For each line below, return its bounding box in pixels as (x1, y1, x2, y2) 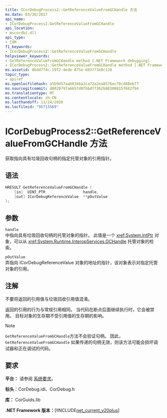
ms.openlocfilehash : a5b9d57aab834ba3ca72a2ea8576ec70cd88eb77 (5, 81, 139, 86)
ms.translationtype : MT (5, 91, 55, 96)
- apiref (5, 77, 23, 82)
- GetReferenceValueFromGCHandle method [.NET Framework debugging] (5, 58, 150, 63)
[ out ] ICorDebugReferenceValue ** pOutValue (14, 194, 108, 199)
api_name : (5, 16, 26, 21)
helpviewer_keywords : (5, 53, 50, 59)
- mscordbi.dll (5, 30, 37, 35)
